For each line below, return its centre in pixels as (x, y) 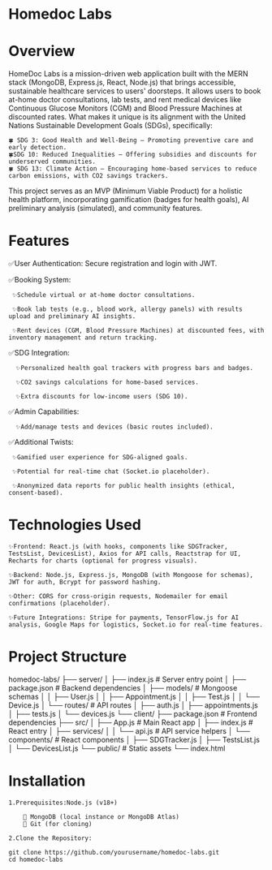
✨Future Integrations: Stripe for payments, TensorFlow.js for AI (124, 618)
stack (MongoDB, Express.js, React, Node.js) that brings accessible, (122, 83)
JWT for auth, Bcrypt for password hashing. (85, 582)
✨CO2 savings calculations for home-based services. (107, 382)
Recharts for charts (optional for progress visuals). (103, 561)
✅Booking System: (40, 280)
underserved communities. (52, 162)
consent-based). (36, 493)
